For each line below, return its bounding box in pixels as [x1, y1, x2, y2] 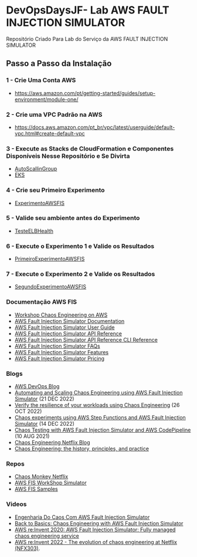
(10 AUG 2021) [14, 433, 50, 440]
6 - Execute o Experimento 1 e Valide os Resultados [6, 242, 154, 250]
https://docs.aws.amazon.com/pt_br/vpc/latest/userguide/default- [14, 124, 175, 131]
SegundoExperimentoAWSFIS [14, 283, 87, 290]
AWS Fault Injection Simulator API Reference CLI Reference [14, 336, 158, 343]
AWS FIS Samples [14, 485, 58, 493]
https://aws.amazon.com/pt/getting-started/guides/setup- [14, 89, 156, 97]
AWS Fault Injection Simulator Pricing [14, 355, 104, 362]
